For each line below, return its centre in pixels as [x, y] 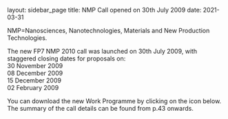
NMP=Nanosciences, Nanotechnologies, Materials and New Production [108, 31]
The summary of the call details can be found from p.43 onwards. [101, 108]
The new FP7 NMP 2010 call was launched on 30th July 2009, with [102, 51]
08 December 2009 [35, 73]
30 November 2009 [35, 66]
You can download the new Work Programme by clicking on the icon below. [114, 101]
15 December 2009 [34, 80]
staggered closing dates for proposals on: [66, 58]
